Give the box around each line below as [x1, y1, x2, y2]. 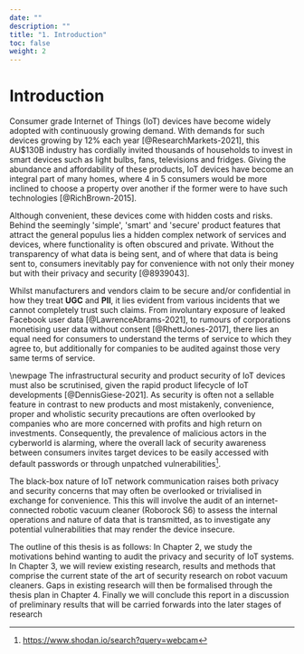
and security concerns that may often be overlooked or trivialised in [9, 485, 262, 496]
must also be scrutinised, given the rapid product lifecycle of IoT [9, 380, 249, 391]
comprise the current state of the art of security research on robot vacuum [9, 570, 288, 581]
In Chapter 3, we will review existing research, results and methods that [9, 560, 276, 571]
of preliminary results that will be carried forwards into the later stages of [9, 599, 282, 610]
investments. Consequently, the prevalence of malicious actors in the [9, 428, 267, 439]
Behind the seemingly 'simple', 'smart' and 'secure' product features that [9, 220, 281, 231]
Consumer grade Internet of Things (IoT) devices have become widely [9, 116, 271, 127]
